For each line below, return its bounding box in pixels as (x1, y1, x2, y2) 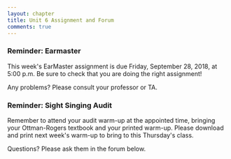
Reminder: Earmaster (7, 46, 81, 56)
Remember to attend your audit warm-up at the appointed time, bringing (7, 116, 216, 124)
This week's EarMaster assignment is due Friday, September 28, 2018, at (7, 62, 218, 70)
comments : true (7, 23, 52, 30)
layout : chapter (7, 10, 55, 17)
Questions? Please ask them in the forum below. (7, 144, 146, 153)
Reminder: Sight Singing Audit (7, 100, 113, 110)
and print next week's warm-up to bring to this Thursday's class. (7, 130, 194, 139)
